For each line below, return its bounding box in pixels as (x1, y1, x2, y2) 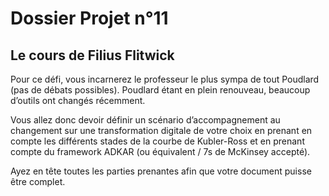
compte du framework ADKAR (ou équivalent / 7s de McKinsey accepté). (10, 146, 311, 157)
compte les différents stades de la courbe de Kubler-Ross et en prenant (10, 135, 305, 147)
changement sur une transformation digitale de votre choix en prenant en (10, 125, 313, 136)
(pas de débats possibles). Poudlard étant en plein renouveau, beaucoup (10, 84, 311, 96)
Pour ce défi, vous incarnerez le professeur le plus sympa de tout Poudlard (10, 73, 320, 85)
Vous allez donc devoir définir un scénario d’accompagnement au (10, 114, 281, 126)
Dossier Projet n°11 (10, 7, 169, 30)
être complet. (10, 176, 66, 187)
